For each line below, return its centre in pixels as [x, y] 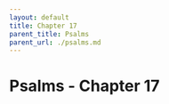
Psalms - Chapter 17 [84, 86]
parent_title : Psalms [49, 34]
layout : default [39, 17]
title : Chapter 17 [43, 26]
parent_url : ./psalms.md [55, 42]
